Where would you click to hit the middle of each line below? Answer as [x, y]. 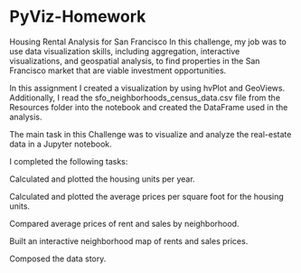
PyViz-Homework [78, 17]
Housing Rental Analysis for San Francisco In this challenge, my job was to [148, 42]
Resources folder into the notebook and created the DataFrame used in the [149, 107]
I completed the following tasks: [69, 161]
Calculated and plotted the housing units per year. [103, 179]
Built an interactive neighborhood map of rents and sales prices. [129, 240]
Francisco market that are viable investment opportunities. [118, 71]
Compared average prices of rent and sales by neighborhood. [124, 223]
